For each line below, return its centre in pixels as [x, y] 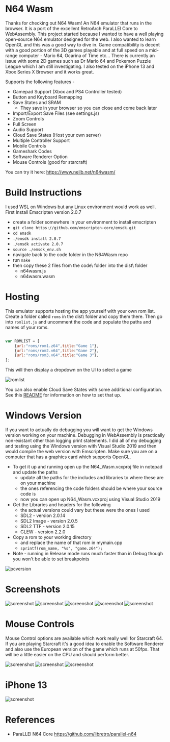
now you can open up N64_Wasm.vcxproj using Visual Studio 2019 [90, 499]
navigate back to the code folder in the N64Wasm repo [70, 254]
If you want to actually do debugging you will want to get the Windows [79, 430]
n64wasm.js [33, 270]
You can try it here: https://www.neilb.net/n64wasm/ [60, 172]
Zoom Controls [28, 118]
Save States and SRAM [37, 102]
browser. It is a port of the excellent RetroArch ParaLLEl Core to [72, 28]
